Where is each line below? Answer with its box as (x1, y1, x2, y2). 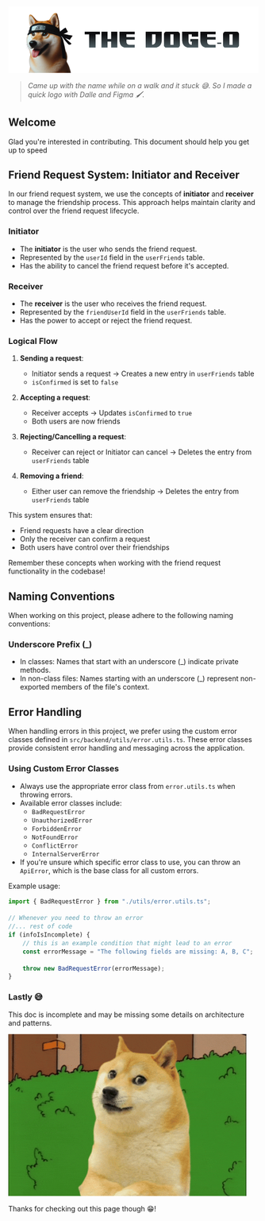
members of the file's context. (51, 682, 150, 692)
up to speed (8, 145, 48, 155)
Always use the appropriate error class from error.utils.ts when (19, 781, 236, 790)
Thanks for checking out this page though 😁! (8, 1204, 157, 1213)
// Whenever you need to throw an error (8, 914, 144, 922)
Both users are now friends (31, 416, 121, 427)
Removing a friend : (19, 471, 84, 481)
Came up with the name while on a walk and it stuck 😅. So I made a (27, 80, 252, 90)
